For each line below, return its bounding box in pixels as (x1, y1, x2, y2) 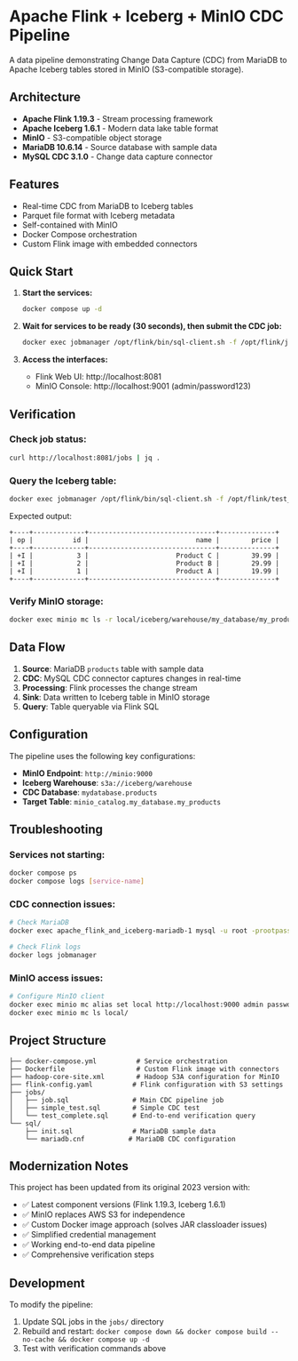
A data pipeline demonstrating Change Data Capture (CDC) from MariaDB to (9, 54, 287, 65)
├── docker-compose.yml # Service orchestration (9, 1056, 228, 1066)
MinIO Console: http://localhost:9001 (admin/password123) (35, 380, 251, 392)
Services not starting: (9, 848, 106, 861)
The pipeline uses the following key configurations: (9, 750, 196, 761)
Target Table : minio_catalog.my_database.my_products (21, 796, 222, 806)
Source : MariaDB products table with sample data (21, 663, 204, 674)
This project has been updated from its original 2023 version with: (9, 1182, 251, 1193)
